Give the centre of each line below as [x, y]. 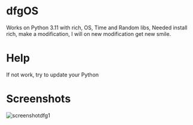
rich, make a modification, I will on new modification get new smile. [89, 33]
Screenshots [39, 99]
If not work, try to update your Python [53, 74]
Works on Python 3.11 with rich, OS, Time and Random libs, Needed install [97, 28]
